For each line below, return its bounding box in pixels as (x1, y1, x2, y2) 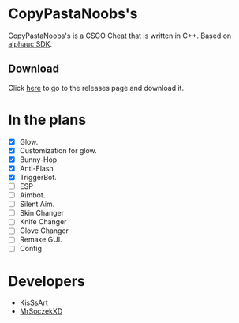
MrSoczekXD (19, 306, 63, 316)
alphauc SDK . (8, 39, 53, 48)
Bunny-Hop (19, 155, 58, 164)
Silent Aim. (19, 199, 55, 209)
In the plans (8, 111, 87, 129)
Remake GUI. (19, 235, 62, 245)
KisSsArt (19, 298, 49, 308)
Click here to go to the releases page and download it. (8, 83, 184, 92)
